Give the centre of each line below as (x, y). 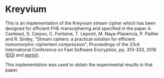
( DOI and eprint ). (23, 55)
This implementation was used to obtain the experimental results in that (79, 64)
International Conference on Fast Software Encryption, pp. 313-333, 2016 (81, 49)
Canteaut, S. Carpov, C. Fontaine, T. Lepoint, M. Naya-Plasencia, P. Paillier (82, 33)
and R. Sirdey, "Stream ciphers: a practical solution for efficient (70, 39)
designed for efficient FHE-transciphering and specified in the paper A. (79, 28)
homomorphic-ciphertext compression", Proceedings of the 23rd (72, 44)
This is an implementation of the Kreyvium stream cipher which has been (80, 23)
